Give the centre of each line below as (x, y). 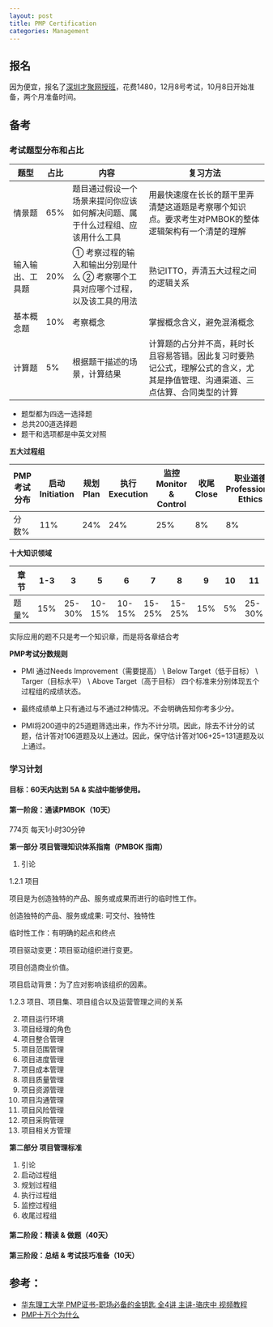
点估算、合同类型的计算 (193, 392)
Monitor (171, 484)
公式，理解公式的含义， (201, 368)
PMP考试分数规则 (38, 654)
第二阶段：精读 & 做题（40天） (61, 1235)
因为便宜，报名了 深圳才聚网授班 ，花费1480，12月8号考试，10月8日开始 (128, 87)
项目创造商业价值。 (41, 967)
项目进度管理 (42, 1059)
